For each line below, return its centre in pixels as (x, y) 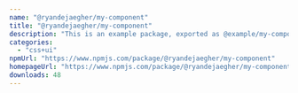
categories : (31, 42)
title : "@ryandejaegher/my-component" (81, 26)
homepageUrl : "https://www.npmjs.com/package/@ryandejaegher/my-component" (152, 67)
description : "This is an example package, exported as (114, 34)
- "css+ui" (37, 50)
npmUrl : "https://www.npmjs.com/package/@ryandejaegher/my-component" (142, 58)
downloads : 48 (35, 75)
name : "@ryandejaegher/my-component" (79, 17)
